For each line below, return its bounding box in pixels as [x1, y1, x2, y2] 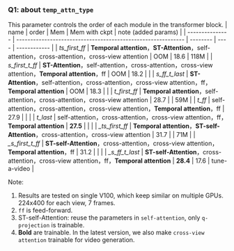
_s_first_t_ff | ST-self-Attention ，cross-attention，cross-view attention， [8, 139, 219, 147]
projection [17, 222, 50, 229]
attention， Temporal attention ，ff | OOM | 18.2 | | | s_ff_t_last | [8, 70, 189, 78]
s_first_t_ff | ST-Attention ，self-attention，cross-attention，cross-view [8, 61, 213, 70]
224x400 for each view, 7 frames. [17, 199, 116, 207]
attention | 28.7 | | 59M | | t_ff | [122, 96, 211, 104]
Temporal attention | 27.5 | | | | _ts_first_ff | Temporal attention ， [8, 122, 196, 130]
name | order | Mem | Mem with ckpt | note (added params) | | [8, 28, 187, 36]
